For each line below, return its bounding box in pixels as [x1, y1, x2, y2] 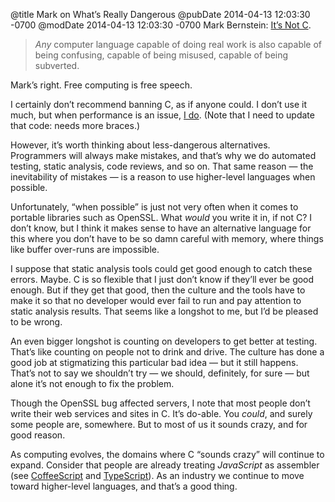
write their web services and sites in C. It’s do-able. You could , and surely [10, 408, 313, 419]
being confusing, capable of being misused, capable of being [34, 49, 289, 61]
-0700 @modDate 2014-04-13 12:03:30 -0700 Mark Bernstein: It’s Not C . [10, 19, 312, 31]
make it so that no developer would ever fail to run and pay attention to [10, 295, 302, 306]
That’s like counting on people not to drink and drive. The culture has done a [10, 346, 325, 358]
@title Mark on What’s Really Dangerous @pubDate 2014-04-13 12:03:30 [10, 9, 311, 20]
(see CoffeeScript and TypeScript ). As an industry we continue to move [10, 470, 305, 481]
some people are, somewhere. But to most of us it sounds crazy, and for [10, 419, 308, 430]
